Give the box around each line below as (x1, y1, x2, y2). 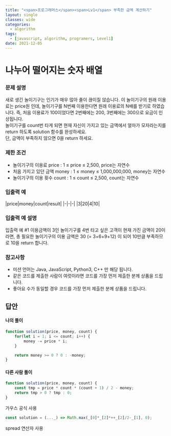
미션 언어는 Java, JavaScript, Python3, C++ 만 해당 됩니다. (12, 266, 133, 273)
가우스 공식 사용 (5, 405, 37, 411)
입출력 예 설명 (5, 214, 37, 221)
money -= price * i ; (24, 339, 68, 344)
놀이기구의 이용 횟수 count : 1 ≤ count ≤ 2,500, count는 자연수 (12, 175, 139, 181)
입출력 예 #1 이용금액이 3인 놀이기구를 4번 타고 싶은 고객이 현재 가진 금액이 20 (5, 227, 162, 233)
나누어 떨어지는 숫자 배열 (5, 65, 103, 76)
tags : (5, 31, 17, 36)
